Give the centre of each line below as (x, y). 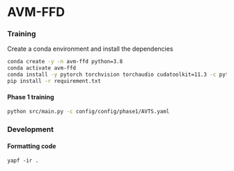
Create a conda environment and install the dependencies (90, 49)
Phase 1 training (31, 97)
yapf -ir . (23, 161)
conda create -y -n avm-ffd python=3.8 (65, 62)
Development (31, 129)
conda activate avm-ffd (42, 68)
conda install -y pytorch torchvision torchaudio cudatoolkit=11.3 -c (112, 75)
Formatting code (32, 146)
